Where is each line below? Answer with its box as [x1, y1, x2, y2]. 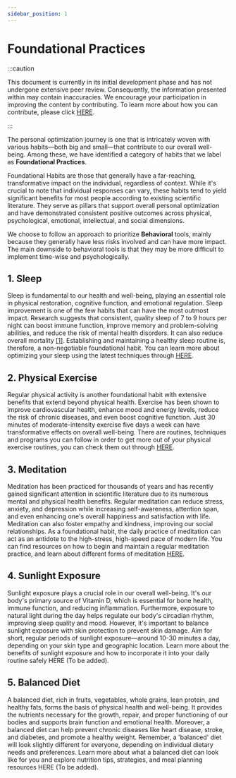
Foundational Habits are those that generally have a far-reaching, [7, 171, 197, 180]
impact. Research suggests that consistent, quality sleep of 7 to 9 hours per [7, 314, 228, 322]
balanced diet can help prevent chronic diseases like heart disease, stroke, [7, 725, 225, 734]
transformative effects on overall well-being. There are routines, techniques [7, 428, 227, 437]
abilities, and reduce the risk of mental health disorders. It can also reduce [7, 329, 223, 337]
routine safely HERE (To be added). [7, 656, 109, 664]
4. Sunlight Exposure [7, 570, 101, 582]
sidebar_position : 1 [7, 10, 68, 18]
